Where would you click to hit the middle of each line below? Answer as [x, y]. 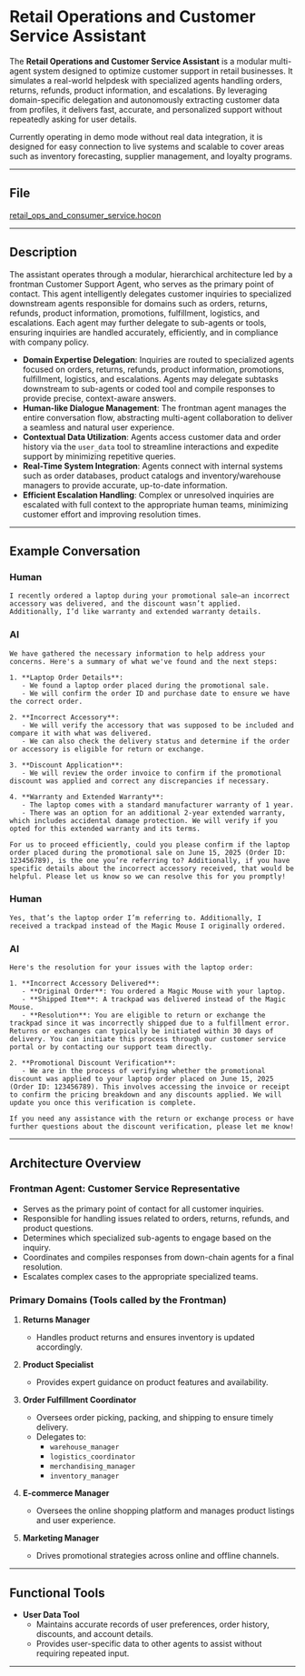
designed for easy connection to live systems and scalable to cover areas [147, 146]
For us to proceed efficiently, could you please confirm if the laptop [150, 844]
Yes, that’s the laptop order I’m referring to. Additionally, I [135, 918]
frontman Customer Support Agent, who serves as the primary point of [142, 284]
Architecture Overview [75, 1163]
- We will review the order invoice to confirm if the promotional [152, 773]
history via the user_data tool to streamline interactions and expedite [151, 447]
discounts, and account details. [95, 1633]
